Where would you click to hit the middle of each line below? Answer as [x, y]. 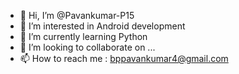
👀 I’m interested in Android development [102, 26]
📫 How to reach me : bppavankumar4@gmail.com [124, 58]
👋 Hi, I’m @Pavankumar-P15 [77, 15]
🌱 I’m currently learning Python [83, 36]
